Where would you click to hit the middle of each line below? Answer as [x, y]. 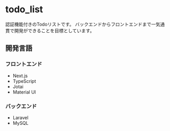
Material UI [24, 92]
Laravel [20, 117]
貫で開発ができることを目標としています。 [50, 30]
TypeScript [24, 81]
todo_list [24, 9]
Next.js [20, 76]
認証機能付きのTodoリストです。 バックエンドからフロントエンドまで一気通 [85, 24]
